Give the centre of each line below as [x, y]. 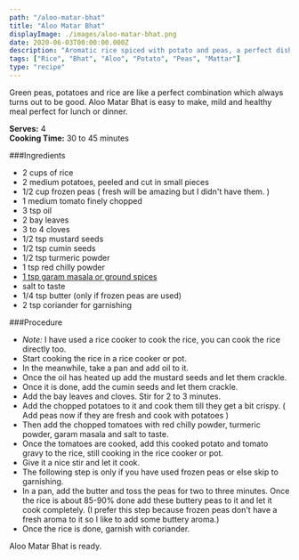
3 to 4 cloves [46, 229]
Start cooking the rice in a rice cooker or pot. [104, 358]
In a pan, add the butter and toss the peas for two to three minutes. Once [156, 491]
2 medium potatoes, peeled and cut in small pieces [115, 182]
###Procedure [36, 322]
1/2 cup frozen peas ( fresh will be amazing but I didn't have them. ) [145, 191]
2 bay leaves [45, 220]
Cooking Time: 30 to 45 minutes [69, 138]
